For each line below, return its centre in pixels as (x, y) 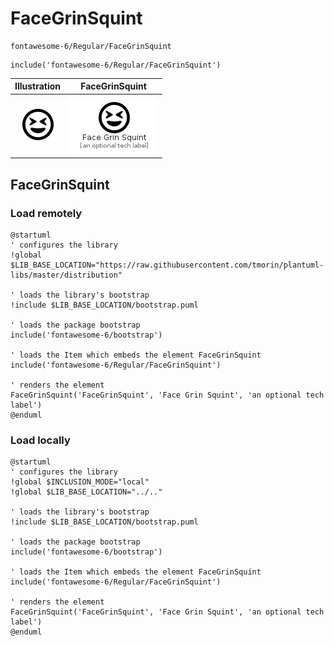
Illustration (38, 86)
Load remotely (46, 213)
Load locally (40, 440)
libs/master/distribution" (66, 275)
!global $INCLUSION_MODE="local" (80, 482)
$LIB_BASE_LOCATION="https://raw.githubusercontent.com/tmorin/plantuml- (167, 265)
